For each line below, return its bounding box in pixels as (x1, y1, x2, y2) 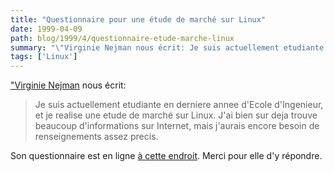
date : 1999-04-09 (10, 24, 83, 34)
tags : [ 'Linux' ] (10, 52, 78, 62)
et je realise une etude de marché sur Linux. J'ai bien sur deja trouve (34, 109, 318, 121)
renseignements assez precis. (34, 131, 159, 143)
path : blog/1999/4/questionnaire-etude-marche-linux (10, 33, 235, 43)
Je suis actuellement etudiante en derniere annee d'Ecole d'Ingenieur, (34, 99, 324, 111)
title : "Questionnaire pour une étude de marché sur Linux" (10, 14, 267, 25)
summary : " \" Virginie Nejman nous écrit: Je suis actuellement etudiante (10, 42, 325, 53)
